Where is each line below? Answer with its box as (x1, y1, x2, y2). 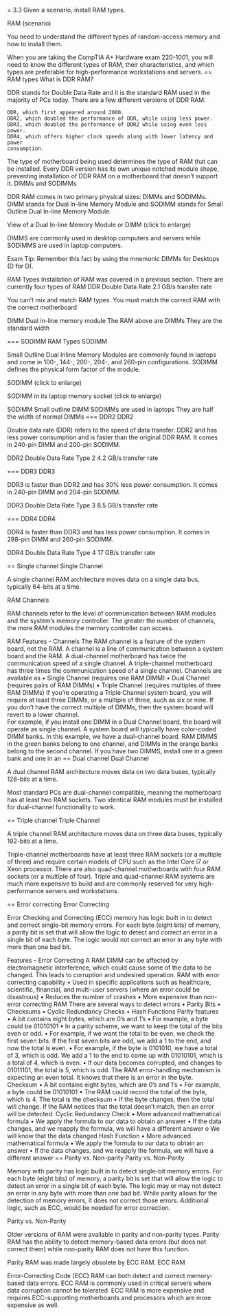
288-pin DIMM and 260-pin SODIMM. (7, 535, 114, 543)
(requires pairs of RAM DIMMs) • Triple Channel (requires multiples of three (7, 681, 221, 689)
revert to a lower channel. (7, 711, 80, 718)
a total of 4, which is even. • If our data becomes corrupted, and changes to (7, 1058, 222, 1067)
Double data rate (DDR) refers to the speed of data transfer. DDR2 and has (7, 426, 218, 434)
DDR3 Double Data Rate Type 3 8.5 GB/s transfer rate (7, 501, 159, 509)
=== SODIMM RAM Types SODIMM (7, 337, 108, 345)
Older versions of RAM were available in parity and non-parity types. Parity (7, 1231, 220, 1238)
